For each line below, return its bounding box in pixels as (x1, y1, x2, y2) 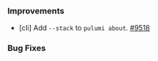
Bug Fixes (7, 43, 47, 54)
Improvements (7, 5, 65, 16)
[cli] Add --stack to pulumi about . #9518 (18, 23, 151, 33)
